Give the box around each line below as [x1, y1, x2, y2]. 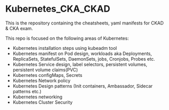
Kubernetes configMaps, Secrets [12, 72, 83, 78]
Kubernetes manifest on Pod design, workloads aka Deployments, [12, 50, 152, 57]
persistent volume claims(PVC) [12, 67, 78, 73]
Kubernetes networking [12, 94, 62, 100]
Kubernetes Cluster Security [12, 99, 73, 105]
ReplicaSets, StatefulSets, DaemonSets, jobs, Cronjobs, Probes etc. [12, 56, 155, 62]
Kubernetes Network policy [12, 77, 71, 84]
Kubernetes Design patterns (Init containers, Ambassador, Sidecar [12, 82, 153, 89]
